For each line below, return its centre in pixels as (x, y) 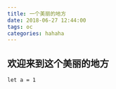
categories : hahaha (36, 33)
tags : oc (20, 27)
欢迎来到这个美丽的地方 (58, 63)
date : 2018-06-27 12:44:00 (47, 20)
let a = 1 (22, 80)
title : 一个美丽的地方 (37, 14)
